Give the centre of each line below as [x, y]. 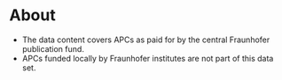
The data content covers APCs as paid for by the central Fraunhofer [146, 40]
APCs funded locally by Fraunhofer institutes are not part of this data [148, 58]
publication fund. [53, 48]
